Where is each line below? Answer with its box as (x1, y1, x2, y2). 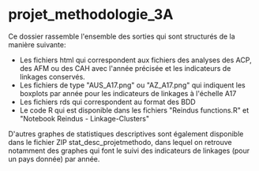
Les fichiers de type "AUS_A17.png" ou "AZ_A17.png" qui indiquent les (19, 80, 246, 90)
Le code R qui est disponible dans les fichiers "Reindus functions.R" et (19, 105, 250, 115)
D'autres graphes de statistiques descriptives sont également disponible (8, 128, 244, 139)
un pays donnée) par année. (8, 154, 100, 163)
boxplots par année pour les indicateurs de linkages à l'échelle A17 (19, 88, 237, 98)
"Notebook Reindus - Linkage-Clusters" (19, 113, 150, 123)
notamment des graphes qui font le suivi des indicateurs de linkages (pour (8, 146, 250, 155)
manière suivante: (8, 39, 66, 49)
